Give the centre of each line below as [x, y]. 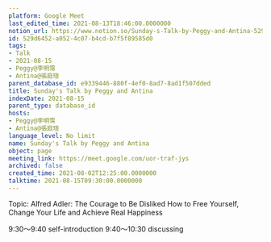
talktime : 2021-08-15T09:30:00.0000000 [75, 181]
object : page [30, 151]
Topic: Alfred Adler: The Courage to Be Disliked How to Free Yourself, [124, 203]
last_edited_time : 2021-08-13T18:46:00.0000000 [90, 23]
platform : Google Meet [46, 16]
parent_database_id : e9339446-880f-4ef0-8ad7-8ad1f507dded [110, 83]
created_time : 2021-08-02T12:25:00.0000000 [83, 173]
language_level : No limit [52, 136]
